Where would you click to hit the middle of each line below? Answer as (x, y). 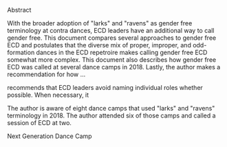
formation (21, 52)
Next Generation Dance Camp (50, 136)
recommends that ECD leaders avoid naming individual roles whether (105, 88)
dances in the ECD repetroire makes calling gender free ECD (122, 52)
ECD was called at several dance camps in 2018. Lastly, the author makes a (114, 67)
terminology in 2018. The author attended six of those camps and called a (111, 115)
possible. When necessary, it (48, 95)
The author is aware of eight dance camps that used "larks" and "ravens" (111, 108)
